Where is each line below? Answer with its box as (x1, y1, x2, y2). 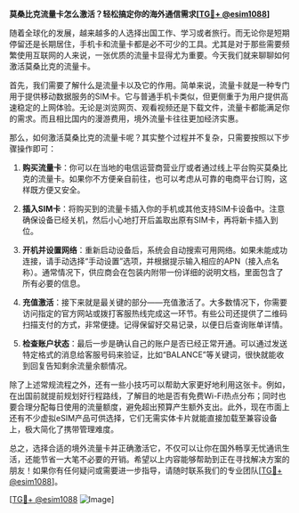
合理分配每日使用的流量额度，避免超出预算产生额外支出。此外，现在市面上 (16, 402, 290, 412)
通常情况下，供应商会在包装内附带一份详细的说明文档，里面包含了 (41, 267, 284, 277)
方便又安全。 (37, 184, 85, 195)
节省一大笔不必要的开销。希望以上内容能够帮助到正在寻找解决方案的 (39, 454, 290, 464)
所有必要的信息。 (21, 278, 85, 289)
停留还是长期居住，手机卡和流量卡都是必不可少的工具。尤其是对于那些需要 (9, 39, 282, 49)
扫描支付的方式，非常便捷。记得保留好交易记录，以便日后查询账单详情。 (21, 320, 287, 330)
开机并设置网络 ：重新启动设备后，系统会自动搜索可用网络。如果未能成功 (21, 245, 287, 255)
